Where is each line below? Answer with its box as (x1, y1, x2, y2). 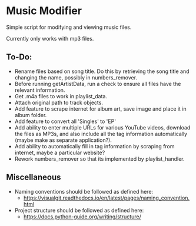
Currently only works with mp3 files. (6, 35, 94, 42)
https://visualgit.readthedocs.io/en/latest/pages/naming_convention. (23, 194, 190, 201)
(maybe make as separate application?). (14, 137, 112, 144)
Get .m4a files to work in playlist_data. (14, 92, 108, 99)
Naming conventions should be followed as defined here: (14, 188, 154, 195)
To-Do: (6, 52, 32, 62)
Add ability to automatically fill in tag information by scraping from (14, 142, 175, 149)
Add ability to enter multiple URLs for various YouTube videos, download (14, 124, 191, 131)
